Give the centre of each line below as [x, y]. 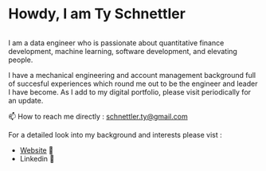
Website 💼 [37, 150]
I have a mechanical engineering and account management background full [132, 75]
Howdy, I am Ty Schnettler [97, 14]
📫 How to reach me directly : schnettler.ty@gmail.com [98, 116]
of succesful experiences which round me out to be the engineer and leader [133, 84]
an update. [26, 100]
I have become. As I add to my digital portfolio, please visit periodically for [130, 91]
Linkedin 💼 [37, 158]
